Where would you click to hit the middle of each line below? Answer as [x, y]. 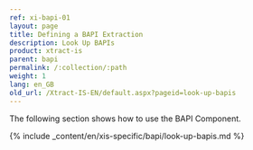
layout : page [34, 26]
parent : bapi [34, 59]
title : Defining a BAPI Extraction [76, 34]
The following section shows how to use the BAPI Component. [125, 119]
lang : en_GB [32, 84]
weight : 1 [28, 76]
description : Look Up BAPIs [62, 43]
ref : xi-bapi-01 [40, 18]
